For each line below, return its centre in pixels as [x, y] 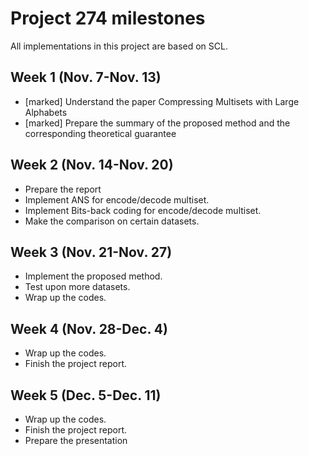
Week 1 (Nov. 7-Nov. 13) [86, 77]
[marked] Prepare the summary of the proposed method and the [157, 123]
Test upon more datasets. [77, 287]
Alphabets [46, 112]
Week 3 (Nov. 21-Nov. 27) [91, 252]
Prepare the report [63, 189]
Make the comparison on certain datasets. [112, 221]
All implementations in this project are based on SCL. [119, 46]
